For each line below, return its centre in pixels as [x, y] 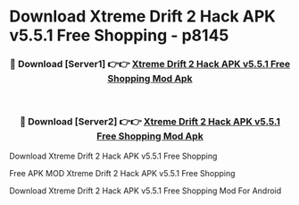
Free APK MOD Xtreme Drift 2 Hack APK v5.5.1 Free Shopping [122, 173]
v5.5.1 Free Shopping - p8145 [119, 35]
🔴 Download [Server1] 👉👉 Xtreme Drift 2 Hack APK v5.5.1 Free [150, 64]
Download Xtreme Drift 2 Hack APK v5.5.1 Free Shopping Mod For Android [145, 191]
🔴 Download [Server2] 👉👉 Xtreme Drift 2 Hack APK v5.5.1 [150, 122]
